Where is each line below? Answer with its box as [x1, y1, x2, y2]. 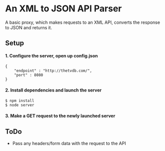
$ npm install [5, 98, 35, 103]
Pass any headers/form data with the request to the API [12, 141, 126, 147]
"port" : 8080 [14, 72, 43, 77]
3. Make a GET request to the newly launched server [5, 113, 115, 119]
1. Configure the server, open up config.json [5, 52, 98, 58]
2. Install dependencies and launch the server [5, 87, 102, 93]
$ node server [5, 102, 35, 107]
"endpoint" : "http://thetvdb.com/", [14, 68, 92, 73]
